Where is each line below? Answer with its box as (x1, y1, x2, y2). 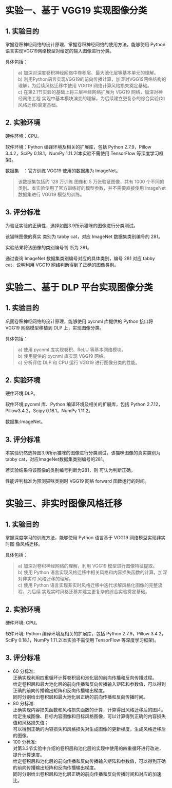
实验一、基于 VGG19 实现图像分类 (5, 5, 147, 16)
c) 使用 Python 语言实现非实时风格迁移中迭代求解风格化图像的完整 (17, 582, 158, 589)
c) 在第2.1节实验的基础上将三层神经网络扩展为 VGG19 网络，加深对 (17, 89, 159, 95)
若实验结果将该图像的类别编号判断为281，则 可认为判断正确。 (5, 467, 136, 473)
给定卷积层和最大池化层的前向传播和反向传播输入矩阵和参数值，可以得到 (12, 681, 166, 687)
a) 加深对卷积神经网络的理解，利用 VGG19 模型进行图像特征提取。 (17, 563, 158, 569)
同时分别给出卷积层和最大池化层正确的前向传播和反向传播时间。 (12, 693, 148, 700)
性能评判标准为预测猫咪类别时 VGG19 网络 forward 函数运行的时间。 (5, 478, 149, 484)
